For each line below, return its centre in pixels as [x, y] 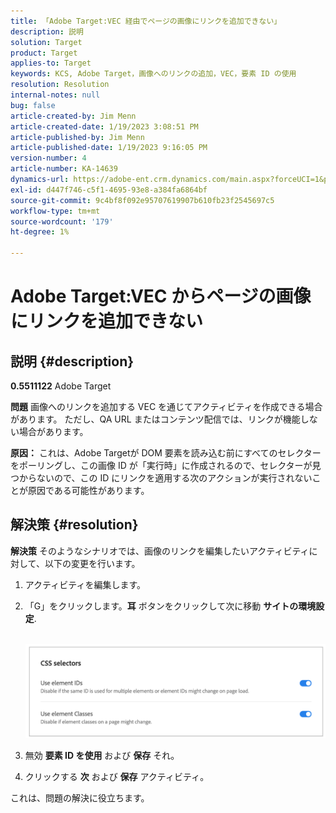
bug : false [33, 105]
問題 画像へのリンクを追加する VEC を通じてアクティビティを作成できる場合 [166, 406]
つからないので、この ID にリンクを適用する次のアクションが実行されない [161, 478]
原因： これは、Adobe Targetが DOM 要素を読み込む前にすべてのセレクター [166, 453]
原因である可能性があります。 [88, 490]
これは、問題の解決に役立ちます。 [80, 797]
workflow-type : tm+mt [55, 211]
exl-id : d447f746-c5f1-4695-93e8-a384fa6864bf [109, 190]
